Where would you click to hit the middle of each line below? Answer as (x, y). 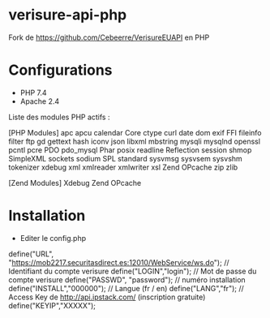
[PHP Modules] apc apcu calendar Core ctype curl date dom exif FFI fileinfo (135, 132)
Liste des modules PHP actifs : (59, 117)
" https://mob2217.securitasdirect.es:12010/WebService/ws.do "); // (119, 262)
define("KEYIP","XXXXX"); (52, 305)
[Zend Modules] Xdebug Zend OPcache (75, 183)
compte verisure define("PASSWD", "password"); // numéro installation (127, 279)
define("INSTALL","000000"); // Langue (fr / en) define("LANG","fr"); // (126, 288)
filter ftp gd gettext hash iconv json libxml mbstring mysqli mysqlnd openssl (135, 141)
